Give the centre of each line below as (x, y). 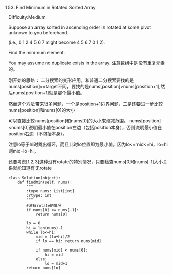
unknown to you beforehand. (39, 32)
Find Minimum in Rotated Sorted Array (56, 7)
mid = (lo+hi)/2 (53, 237)
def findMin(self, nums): (45, 182)
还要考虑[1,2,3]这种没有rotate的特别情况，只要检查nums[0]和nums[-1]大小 (86, 162)
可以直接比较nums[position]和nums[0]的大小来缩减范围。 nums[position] (85, 121)
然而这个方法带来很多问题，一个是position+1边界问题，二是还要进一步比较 (86, 104)
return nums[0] (51, 214)
